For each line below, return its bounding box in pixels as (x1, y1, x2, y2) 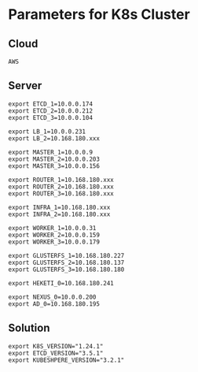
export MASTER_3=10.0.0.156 (8, 162, 101, 170)
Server (8, 79, 42, 92)
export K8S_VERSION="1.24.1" (8, 342, 104, 350)
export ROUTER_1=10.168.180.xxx (8, 176, 114, 184)
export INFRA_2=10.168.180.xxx (8, 210, 111, 218)
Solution (8, 322, 50, 335)
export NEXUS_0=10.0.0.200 (8, 293, 97, 301)
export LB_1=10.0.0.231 (8, 128, 86, 136)
